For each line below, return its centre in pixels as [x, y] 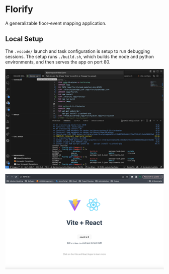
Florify [19, 9]
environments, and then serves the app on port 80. [58, 62]
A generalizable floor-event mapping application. [56, 23]
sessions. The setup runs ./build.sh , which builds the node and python [80, 56]
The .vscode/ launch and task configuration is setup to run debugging [77, 51]
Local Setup [24, 39]
